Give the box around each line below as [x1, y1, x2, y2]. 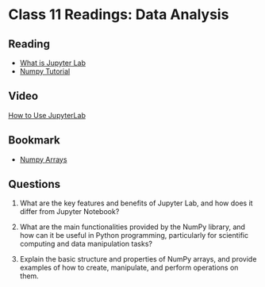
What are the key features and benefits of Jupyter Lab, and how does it [19, 198, 253, 208]
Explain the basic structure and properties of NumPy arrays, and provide [19, 254, 257, 264]
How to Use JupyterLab [8, 110, 86, 120]
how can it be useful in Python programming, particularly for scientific [19, 231, 248, 240]
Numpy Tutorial [19, 67, 71, 76]
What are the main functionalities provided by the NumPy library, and [19, 222, 246, 232]
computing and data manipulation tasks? [19, 239, 153, 249]
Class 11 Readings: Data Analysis [8, 6, 229, 24]
